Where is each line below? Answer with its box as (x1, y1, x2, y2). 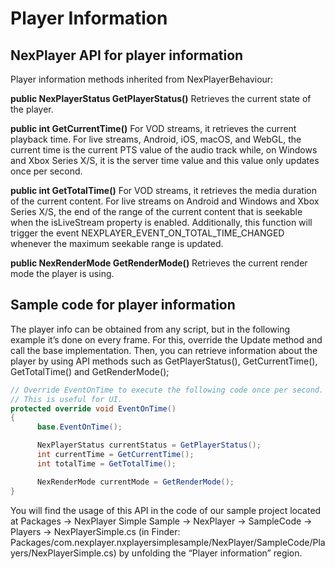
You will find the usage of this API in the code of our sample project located (10, 504, 322, 516)
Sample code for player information (10, 297, 236, 314)
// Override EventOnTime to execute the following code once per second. (10, 385, 325, 395)
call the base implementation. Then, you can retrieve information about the (10, 344, 318, 356)
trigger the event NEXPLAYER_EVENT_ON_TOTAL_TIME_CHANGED (10, 227, 285, 239)
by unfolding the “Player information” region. (118, 547, 303, 559)
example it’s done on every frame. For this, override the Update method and (10, 333, 323, 346)
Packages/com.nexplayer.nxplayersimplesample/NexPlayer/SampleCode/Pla (10, 536, 326, 548)
